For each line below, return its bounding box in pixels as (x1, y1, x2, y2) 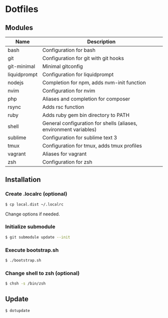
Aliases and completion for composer (42, 95, 130, 102)
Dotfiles (5, 3, 38, 15)
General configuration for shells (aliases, (42, 120, 137, 126)
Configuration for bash (42, 46, 96, 53)
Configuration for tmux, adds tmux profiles (42, 142, 142, 149)
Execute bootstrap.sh (5, 246, 59, 253)
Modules (5, 23, 33, 32)
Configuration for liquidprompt (42, 71, 114, 78)
